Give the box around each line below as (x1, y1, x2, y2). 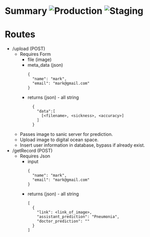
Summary (5, 5, 47, 17)
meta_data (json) (27, 62, 63, 68)
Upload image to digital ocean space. (19, 136, 99, 143)
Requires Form (19, 51, 51, 57)
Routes (5, 29, 35, 41)
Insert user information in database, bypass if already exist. (19, 142, 145, 148)
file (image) (27, 56, 52, 63)
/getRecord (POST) (12, 148, 53, 154)
